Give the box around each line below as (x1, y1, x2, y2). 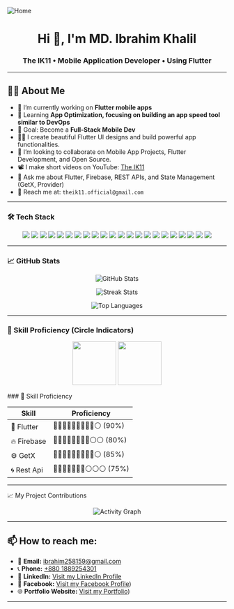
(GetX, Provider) (17, 180, 65, 189)
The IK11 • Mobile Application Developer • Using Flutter (22, 56, 212, 65)
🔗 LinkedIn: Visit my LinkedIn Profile (17, 572, 122, 580)
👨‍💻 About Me (7, 84, 65, 97)
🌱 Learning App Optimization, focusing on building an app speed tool (17, 111, 221, 119)
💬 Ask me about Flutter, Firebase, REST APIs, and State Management (17, 173, 215, 181)
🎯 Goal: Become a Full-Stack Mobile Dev (17, 125, 136, 134)
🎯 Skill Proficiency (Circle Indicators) (7, 325, 134, 334)
